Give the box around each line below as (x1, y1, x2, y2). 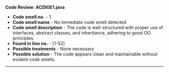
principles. (12, 35, 35, 41)
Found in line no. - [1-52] (12, 40, 65, 46)
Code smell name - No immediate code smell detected (12, 19, 127, 25)
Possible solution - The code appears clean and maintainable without (12, 51, 158, 57)
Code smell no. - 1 (12, 14, 51, 19)
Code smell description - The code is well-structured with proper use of (12, 24, 163, 30)
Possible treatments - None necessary (12, 46, 95, 51)
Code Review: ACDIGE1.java (5, 4, 65, 10)
